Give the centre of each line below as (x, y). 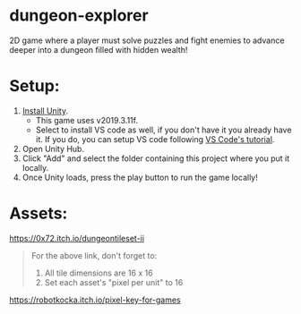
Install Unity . (45, 110)
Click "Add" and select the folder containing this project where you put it (156, 158)
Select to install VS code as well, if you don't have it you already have (163, 130)
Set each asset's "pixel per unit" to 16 (114, 282)
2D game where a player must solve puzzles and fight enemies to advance (147, 40)
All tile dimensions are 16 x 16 (99, 273)
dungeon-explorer (79, 16)
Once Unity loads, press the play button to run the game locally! (140, 177)
